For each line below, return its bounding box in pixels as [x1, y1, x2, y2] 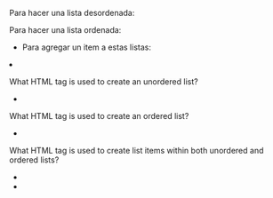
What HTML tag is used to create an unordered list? [9, 76, 198, 87]
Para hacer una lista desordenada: [9, 8, 135, 18]
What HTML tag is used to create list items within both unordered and [9, 146, 264, 155]
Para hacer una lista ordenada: [9, 25, 122, 35]
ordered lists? [9, 154, 60, 165]
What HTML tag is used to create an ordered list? [9, 111, 189, 121]
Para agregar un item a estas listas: [21, 42, 151, 52]
